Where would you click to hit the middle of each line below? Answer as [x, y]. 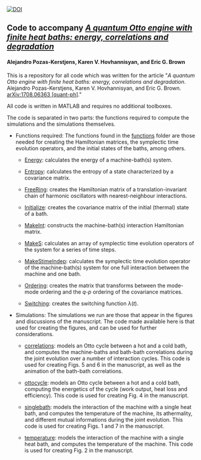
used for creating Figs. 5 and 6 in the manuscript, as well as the [103, 364]
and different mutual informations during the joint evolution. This [103, 419]
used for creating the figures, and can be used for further [86, 328]
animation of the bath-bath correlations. [74, 371]
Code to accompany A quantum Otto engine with [100, 28]
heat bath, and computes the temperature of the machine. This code [109, 444]
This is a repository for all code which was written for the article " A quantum [101, 75]
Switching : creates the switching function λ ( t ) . [81, 303]
